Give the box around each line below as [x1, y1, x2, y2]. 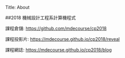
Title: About [5, 5, 30, 10]
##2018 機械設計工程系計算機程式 [5, 15, 76, 21]
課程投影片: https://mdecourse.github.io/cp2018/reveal [5, 36, 120, 42]
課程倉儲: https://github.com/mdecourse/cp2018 [5, 25, 107, 31]
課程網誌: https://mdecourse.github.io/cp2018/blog [5, 47, 112, 52]
